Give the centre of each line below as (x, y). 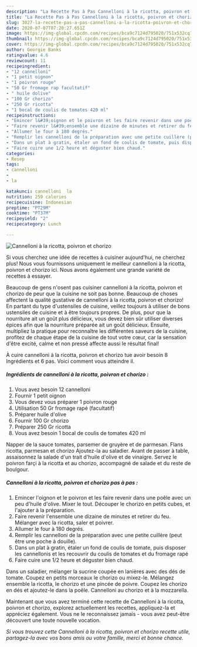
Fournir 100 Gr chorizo (42, 420)
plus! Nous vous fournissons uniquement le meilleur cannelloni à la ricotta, (96, 263)
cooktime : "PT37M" (28, 213)
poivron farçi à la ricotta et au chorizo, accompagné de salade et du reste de (98, 463)
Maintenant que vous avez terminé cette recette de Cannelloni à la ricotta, (95, 601)
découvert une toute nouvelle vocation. (53, 620)
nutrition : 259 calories (36, 197)
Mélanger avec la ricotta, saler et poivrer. (64, 523)
